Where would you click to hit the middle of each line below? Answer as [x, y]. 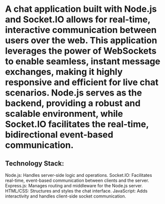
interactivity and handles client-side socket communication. [66, 196]
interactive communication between [81, 30]
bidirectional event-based [59, 135]
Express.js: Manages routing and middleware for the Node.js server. [74, 186]
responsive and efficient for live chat [82, 83]
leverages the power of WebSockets [81, 51]
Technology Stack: [35, 163]
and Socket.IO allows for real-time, [78, 19]
